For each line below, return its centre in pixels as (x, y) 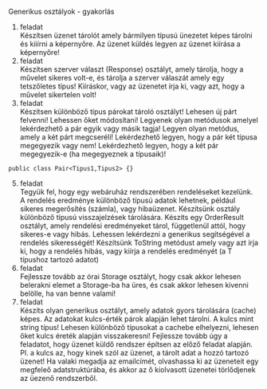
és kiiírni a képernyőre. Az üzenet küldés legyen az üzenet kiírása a (130, 44)
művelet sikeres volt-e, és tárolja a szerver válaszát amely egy (122, 78)
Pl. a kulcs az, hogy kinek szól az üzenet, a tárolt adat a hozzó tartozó (134, 353)
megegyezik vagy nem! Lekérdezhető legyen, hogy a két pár (119, 145)
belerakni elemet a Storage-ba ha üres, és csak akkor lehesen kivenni (134, 285)
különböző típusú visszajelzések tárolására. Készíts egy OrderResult (132, 217)
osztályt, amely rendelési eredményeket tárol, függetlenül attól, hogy (133, 226)
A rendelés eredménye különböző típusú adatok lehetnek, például (128, 200)
